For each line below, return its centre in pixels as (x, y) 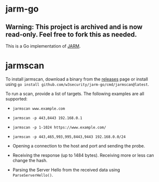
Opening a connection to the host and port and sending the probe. (79, 146)
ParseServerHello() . (33, 175)
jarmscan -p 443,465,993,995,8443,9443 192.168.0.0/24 (69, 137)
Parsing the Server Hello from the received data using (66, 170)
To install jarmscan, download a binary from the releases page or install (77, 79)
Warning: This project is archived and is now (74, 27)
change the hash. (30, 160)
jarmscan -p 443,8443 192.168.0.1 (47, 118)
